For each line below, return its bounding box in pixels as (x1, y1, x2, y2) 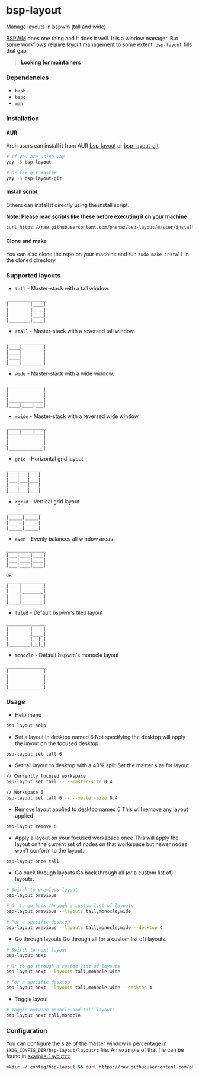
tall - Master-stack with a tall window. (14, 285, 110, 292)
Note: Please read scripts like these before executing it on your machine (6, 213, 188, 220)
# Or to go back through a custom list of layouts (6, 903, 134, 909)
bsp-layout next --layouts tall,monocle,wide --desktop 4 (6, 985, 152, 991)
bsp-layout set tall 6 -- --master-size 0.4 (6, 795, 118, 801)
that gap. (6, 47, 28, 54)
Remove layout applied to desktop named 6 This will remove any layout (14, 806, 188, 813)
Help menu (14, 711, 42, 718)
